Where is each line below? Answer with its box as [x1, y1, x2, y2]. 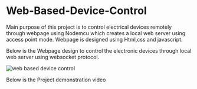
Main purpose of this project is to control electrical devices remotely [6, 23, 172, 30]
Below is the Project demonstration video [6, 76, 106, 83]
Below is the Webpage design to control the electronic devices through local [6, 47, 192, 54]
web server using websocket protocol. [6, 53, 100, 60]
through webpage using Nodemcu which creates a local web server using [6, 29, 186, 36]
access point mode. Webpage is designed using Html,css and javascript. [6, 36, 183, 43]
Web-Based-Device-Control [6, 4, 147, 18]
